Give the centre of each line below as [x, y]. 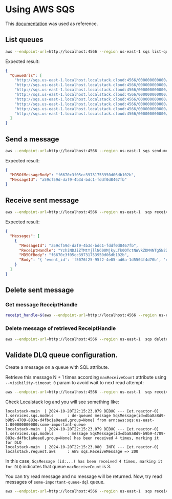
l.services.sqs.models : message [47, 434]
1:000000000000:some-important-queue [46, 425]
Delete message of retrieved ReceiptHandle [61, 328]
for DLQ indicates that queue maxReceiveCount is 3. [58, 467]
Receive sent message [42, 200]
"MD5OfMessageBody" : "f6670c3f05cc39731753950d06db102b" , [73, 175]
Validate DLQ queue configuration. [62, 355]
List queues [24, 40]
